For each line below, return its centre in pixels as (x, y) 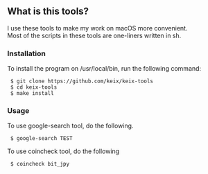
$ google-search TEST (41, 139)
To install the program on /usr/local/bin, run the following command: (104, 69)
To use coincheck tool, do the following (63, 151)
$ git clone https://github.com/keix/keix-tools (82, 81)
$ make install (32, 94)
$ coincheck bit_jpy (40, 164)
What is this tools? (48, 11)
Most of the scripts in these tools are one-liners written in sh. (94, 35)
